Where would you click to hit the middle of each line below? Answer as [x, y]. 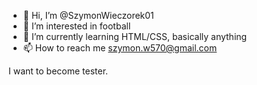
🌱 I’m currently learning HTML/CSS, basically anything [135, 36]
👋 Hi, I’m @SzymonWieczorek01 [88, 15]
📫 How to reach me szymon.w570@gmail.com [120, 48]
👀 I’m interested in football [76, 26]
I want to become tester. [58, 71]
